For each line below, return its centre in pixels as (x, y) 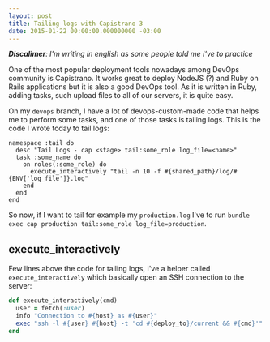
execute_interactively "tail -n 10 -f (95, 172)
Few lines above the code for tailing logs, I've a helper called (109, 269)
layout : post (30, 16)
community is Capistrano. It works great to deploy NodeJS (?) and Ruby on (133, 79)
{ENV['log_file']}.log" (49, 179)
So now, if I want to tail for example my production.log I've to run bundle (129, 215)
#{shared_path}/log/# (201, 172)
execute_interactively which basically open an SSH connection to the (126, 277)
